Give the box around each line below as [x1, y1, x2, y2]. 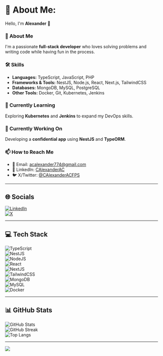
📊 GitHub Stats [5, 306, 52, 315]
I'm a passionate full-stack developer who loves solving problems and [5, 44, 147, 50]
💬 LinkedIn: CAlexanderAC [12, 167, 65, 172]
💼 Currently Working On [5, 125, 63, 132]
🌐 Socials [5, 192, 35, 201]
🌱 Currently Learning [5, 102, 55, 109]
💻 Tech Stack [5, 230, 48, 238]
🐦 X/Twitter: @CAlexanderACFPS [12, 172, 80, 178]
